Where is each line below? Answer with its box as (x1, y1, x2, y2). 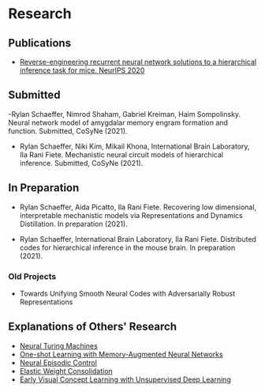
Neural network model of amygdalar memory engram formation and (8, 118, 229, 127)
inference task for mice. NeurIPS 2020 (19, 66, 145, 75)
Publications (8, 36, 72, 50)
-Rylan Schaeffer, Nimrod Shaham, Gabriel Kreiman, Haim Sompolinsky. (8, 109, 241, 119)
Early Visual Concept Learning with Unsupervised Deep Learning (19, 375, 231, 384)
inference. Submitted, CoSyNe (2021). (19, 158, 144, 168)
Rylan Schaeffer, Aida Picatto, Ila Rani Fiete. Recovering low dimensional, (19, 202, 257, 212)
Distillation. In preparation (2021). (19, 219, 128, 228)
